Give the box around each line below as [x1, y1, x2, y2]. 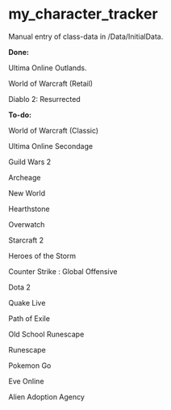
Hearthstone [8, 204, 50, 213]
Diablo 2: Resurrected [8, 94, 81, 104]
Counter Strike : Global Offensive [8, 266, 118, 276]
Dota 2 [8, 282, 31, 292]
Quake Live [8, 298, 46, 307]
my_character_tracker [8, 5, 159, 23]
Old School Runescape [8, 329, 85, 339]
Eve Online [8, 376, 44, 386]
